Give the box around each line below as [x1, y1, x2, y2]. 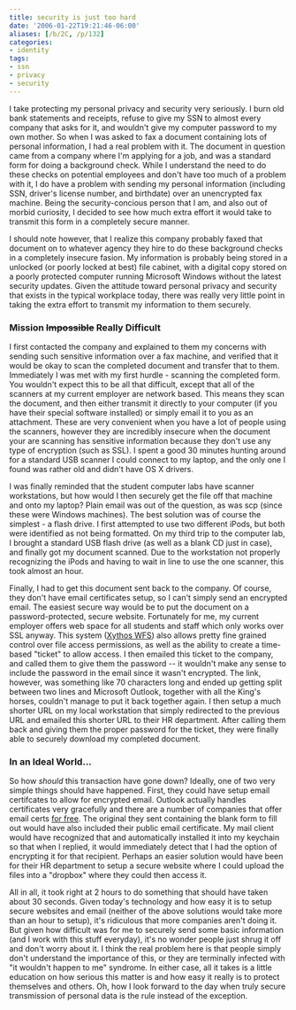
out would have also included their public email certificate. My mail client [9, 823, 274, 834]
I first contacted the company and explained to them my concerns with [9, 341, 267, 352]
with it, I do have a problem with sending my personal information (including [9, 178, 285, 189]
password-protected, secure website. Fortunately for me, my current [9, 610, 259, 621]
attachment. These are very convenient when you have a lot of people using [9, 416, 286, 427]
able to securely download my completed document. [9, 733, 201, 744]
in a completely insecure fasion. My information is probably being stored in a [9, 252, 288, 262]
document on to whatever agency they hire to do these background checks [9, 243, 284, 253]
